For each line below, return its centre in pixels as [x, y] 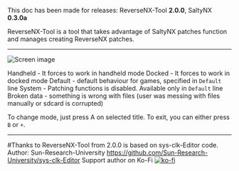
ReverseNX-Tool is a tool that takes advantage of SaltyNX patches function [117, 32]
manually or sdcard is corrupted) [55, 103]
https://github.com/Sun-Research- [157, 153]
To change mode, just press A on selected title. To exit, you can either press [118, 117]
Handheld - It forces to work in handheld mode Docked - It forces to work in [118, 73]
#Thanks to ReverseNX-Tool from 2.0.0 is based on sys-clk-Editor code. [113, 145]
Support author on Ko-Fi [117, 160]
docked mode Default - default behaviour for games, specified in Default [115, 81]
